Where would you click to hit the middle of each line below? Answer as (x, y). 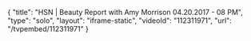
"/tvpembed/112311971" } (48, 29)
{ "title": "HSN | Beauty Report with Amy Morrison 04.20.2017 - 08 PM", (125, 12)
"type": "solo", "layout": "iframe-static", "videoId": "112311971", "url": (120, 20)
